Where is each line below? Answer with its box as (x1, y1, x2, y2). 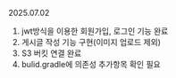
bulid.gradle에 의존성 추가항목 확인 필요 (21, 59, 162, 69)
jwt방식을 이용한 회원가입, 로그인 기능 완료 (21, 26, 169, 36)
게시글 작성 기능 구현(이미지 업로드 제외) (21, 37, 162, 47)
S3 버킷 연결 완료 (21, 48, 82, 58)
